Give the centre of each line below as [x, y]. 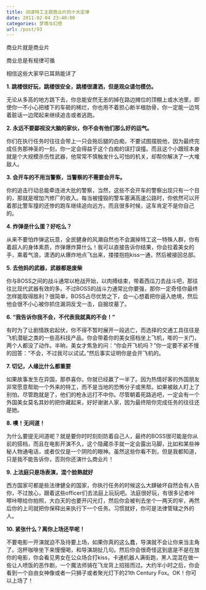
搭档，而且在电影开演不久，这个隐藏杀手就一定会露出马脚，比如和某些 [105, 444]
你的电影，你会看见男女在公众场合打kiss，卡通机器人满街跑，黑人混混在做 [100, 557]
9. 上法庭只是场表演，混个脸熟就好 [50, 472]
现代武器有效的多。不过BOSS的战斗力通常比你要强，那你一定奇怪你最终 [107, 289]
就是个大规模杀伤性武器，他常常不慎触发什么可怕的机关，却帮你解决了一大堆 [103, 157]
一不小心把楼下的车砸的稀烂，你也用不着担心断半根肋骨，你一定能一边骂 [108, 108]
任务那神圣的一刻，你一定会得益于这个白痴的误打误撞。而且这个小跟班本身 [105, 149]
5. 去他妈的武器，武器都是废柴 [44, 268]
